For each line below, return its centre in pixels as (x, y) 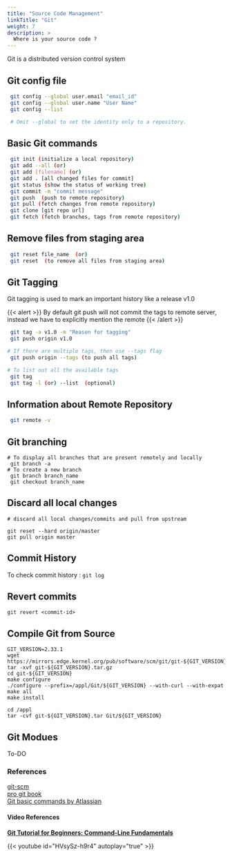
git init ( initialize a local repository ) (72, 160)
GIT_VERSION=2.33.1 (35, 650)
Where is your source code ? (55, 39)
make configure (29, 680)
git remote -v (30, 421)
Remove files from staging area (76, 239)
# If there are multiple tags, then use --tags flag (85, 352)
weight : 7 (21, 26)
